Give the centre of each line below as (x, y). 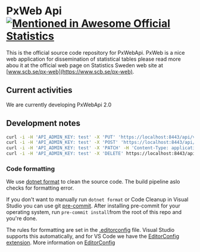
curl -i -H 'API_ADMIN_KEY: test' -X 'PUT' (61, 137)
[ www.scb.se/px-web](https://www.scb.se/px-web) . (70, 71)
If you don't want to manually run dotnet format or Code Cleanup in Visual (97, 200)
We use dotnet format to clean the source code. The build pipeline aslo (93, 182)
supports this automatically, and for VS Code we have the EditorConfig (93, 237)
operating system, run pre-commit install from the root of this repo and (94, 212)
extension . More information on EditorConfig (61, 242)
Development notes (43, 123)
